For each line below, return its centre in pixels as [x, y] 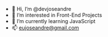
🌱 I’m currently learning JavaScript [53, 21]
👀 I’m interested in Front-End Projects [57, 15]
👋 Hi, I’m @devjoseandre [41, 9]
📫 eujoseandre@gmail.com [45, 28]
